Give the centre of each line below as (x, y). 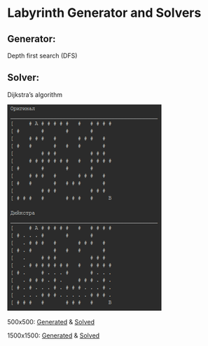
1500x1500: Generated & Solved (54, 335)
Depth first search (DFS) (42, 55)
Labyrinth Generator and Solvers (104, 13)
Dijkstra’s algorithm (35, 94)
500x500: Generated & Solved (51, 321)
